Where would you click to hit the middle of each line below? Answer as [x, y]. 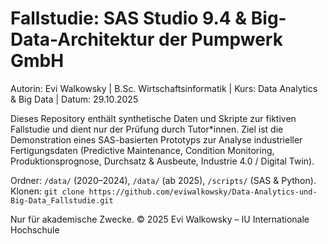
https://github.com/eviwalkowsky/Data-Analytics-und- [203, 192]
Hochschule [35, 229]
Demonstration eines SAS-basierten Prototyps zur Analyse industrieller [156, 139]
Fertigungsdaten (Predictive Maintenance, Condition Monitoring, [142, 150]
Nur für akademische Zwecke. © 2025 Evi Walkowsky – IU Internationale [160, 219]
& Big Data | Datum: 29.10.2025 [74, 99]
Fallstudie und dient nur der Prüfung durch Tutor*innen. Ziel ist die [147, 129]
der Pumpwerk [220, 39]
